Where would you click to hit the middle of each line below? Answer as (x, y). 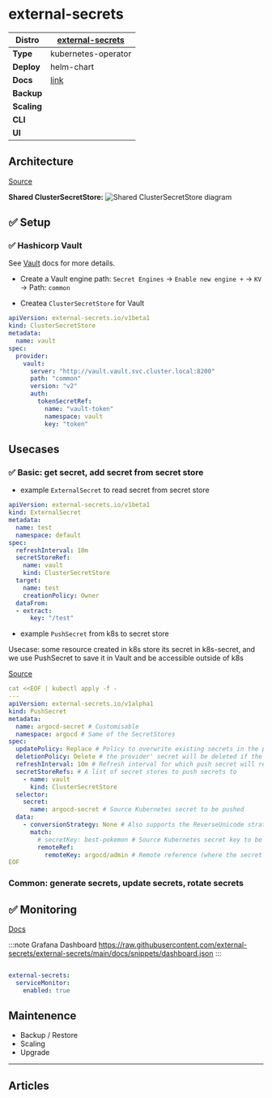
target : (29, 581)
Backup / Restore (49, 1035)
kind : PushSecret (38, 711)
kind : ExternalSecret (45, 512)
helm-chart (72, 67)
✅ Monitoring (43, 909)
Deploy (26, 67)
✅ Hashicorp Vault (45, 246)
